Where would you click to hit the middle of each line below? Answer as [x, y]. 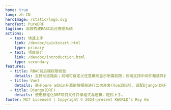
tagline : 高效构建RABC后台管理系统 [39, 29]
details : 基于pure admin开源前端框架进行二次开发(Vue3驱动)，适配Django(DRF [90, 85]
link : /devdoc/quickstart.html [48, 43]
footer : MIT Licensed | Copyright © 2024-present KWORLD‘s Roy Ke [77, 99]
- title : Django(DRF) [33, 90]
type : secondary [32, 62]
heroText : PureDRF [25, 24]
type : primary [29, 48]
